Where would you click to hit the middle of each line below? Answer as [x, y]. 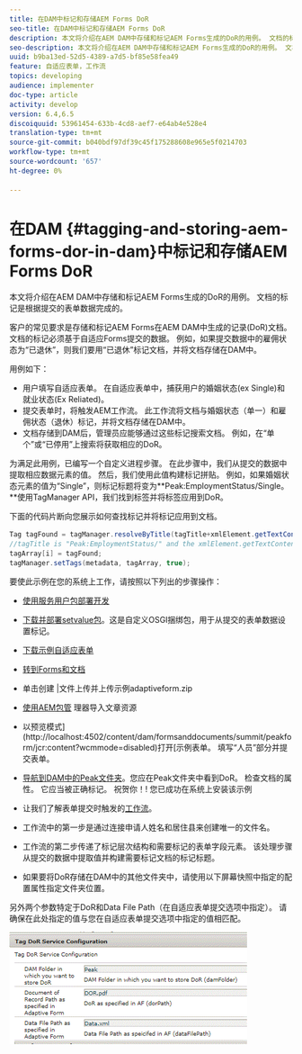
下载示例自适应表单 [58, 650]
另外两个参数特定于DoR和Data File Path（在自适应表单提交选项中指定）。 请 [148, 907]
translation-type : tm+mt [56, 133]
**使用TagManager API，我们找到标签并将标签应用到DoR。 [119, 497]
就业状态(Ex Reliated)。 [66, 400]
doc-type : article [44, 95]
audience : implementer [52, 86]
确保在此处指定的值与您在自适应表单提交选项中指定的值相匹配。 [127, 918]
